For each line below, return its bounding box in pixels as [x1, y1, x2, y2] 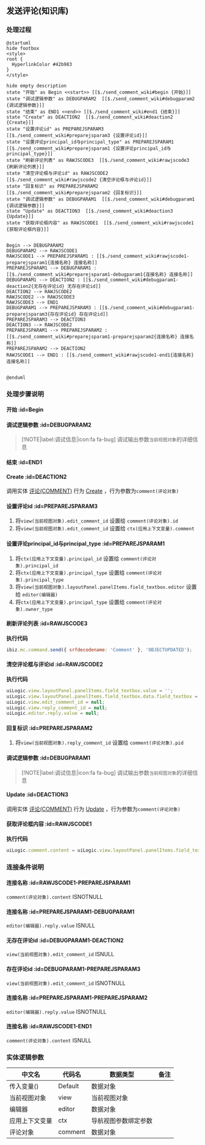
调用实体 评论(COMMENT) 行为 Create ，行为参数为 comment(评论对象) [6, 488, 179, 495]
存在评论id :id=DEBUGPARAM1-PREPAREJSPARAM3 [6, 965, 141, 973]
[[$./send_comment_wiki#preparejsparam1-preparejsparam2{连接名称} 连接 [6, 334, 190, 340]
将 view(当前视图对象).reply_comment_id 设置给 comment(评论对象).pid [15, 739, 184, 747]
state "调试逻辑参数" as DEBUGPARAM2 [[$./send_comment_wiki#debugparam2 [6, 95, 195, 102]
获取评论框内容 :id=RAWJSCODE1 [6, 821, 92, 828]
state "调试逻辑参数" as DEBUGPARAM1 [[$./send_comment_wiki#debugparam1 [6, 196, 195, 202]
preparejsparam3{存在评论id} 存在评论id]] [6, 311, 109, 317]
